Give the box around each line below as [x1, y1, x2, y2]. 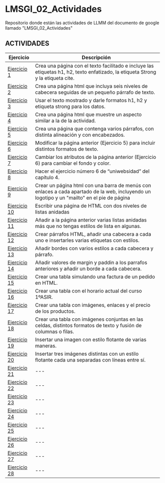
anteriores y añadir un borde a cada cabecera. [35, 265, 142, 272]
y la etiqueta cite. [35, 74, 75, 81]
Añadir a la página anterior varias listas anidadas [35, 216, 147, 223]
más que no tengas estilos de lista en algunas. [35, 223, 141, 229]
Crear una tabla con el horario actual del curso [35, 287, 142, 294]
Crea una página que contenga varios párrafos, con [35, 125, 154, 132]
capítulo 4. [35, 174, 60, 181]
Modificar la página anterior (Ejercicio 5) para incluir [35, 139, 156, 146]
